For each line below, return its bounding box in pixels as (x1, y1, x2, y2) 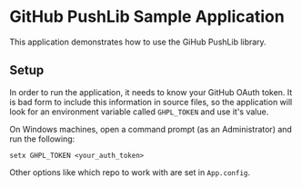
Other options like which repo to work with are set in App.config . (9, 166, 250, 178)
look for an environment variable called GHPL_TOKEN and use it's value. (9, 106, 269, 117)
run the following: (9, 133, 75, 144)
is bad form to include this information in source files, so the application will (9, 96, 293, 107)
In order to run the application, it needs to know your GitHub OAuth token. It (9, 86, 293, 97)
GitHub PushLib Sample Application (9, 6, 285, 27)
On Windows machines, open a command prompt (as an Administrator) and (9, 123, 293, 134)
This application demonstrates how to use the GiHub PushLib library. (9, 36, 267, 47)
